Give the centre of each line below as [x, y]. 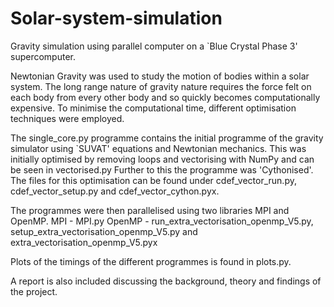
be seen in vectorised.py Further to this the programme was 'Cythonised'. [162, 169]
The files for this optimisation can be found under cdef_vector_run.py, [153, 180]
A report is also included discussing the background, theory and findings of [166, 281]
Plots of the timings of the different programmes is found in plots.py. [151, 261]
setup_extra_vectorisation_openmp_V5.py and [104, 231]
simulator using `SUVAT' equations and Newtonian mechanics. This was [158, 148]
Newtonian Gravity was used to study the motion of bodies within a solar [160, 76]
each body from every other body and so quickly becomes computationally [165, 97]
